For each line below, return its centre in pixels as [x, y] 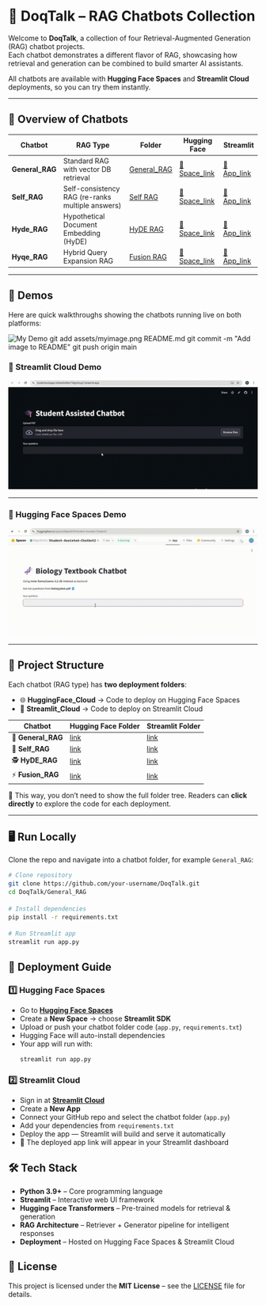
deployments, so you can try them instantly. [80, 87]
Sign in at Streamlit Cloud [62, 1101]
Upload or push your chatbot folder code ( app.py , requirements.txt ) [131, 1027]
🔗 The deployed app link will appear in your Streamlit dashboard [124, 1143]
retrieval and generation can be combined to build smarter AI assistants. [126, 63]
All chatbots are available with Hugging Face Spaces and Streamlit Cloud [129, 78]
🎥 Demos [31, 296]
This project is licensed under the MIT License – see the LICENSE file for [127, 1285]
